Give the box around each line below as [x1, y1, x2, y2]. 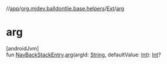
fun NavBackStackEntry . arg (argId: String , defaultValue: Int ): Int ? [6, 51, 161, 58]
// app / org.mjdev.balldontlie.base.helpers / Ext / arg [6, 5, 125, 12]
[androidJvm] [6, 45, 40, 52]
